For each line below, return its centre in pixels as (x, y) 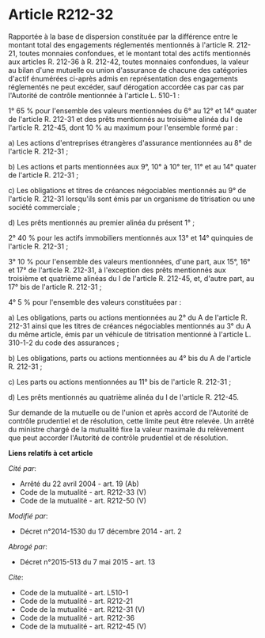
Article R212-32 (61, 15)
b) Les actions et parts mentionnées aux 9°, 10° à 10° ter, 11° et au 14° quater (132, 166)
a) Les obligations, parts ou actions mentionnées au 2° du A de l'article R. (128, 317)
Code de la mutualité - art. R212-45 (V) (83, 626)
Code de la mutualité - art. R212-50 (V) (83, 500)
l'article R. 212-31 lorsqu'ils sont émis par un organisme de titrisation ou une (132, 199)
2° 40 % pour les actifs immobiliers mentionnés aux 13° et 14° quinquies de (131, 237)
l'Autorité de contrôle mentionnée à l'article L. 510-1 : (94, 95)
